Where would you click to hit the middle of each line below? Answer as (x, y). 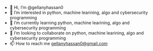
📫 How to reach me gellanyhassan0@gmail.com (59, 44)
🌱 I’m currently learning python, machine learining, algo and (70, 23)
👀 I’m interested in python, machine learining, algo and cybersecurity (79, 13)
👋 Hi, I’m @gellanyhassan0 (36, 7)
